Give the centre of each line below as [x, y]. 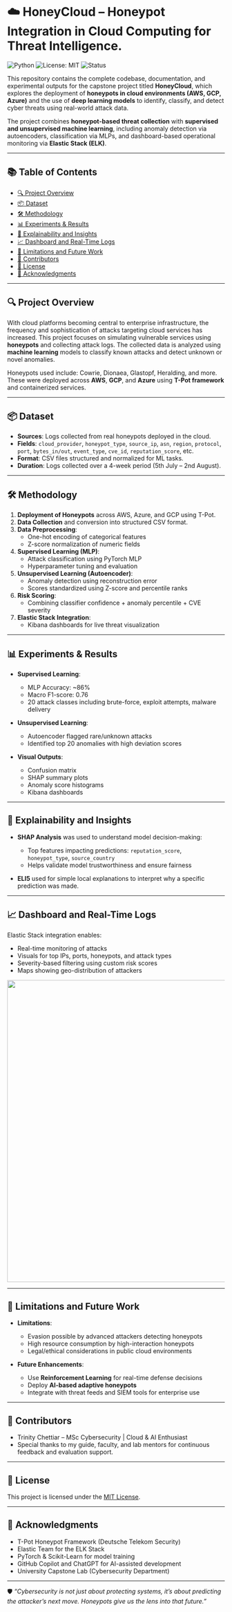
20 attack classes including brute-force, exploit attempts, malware [122, 702]
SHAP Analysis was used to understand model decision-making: [109, 837]
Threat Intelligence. [65, 46]
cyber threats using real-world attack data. [68, 108]
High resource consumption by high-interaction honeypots [111, 1344]
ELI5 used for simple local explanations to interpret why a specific [111, 878]
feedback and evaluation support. [65, 1452]
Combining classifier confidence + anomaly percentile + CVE [114, 603]
